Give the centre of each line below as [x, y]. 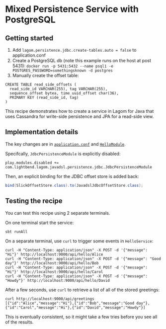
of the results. [19, 322]
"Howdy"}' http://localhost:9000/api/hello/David [58, 280]
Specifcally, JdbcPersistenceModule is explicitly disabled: [63, 154]
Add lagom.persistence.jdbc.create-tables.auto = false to [74, 50]
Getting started [29, 38]
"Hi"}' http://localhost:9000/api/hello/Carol [54, 272]
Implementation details [42, 132]
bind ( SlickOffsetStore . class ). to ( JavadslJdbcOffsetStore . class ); [74, 185]
